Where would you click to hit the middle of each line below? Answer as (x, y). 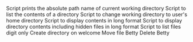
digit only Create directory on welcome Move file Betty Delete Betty (88, 33)
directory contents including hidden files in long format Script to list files (94, 26)
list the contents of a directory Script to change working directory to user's (97, 14)
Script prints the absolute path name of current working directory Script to (96, 8)
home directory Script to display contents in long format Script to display (94, 20)
